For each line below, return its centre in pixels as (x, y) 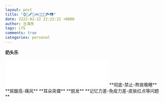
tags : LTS (15, 28)
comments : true (21, 33)
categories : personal (28, 38)
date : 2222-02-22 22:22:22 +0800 (40, 19)
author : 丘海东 (20, 24)
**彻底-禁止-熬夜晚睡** (133, 85)
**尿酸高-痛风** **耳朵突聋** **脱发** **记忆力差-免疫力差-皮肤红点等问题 (82, 91)
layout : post (19, 10)
